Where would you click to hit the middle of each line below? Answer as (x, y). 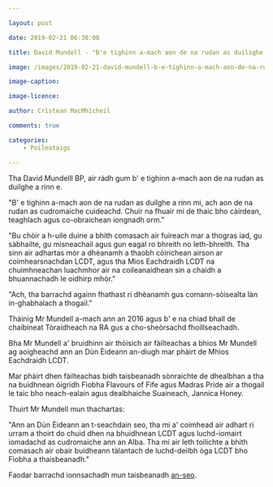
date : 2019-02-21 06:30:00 (54, 37)
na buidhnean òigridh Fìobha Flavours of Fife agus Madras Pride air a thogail (136, 384)
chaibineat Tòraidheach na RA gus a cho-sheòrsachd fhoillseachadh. (124, 327)
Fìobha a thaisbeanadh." (49, 459)
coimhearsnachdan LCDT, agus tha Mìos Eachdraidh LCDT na (112, 261)
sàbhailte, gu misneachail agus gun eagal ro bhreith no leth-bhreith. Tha (129, 243)
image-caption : (34, 82)
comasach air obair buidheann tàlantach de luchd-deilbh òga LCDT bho (128, 450)
